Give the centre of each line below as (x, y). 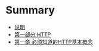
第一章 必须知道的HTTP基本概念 (53, 42)
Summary (30, 10)
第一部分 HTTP (33, 34)
